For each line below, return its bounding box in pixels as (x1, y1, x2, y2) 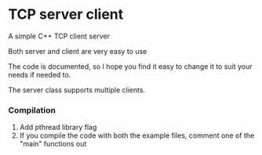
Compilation (8, 104, 56, 115)
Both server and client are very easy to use (8, 46, 147, 56)
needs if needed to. (8, 70, 71, 79)
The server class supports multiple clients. (8, 85, 146, 95)
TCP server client (8, 5, 124, 23)
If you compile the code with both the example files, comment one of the (19, 131, 255, 140)
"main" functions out (19, 139, 87, 149)
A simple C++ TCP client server (8, 31, 110, 41)
